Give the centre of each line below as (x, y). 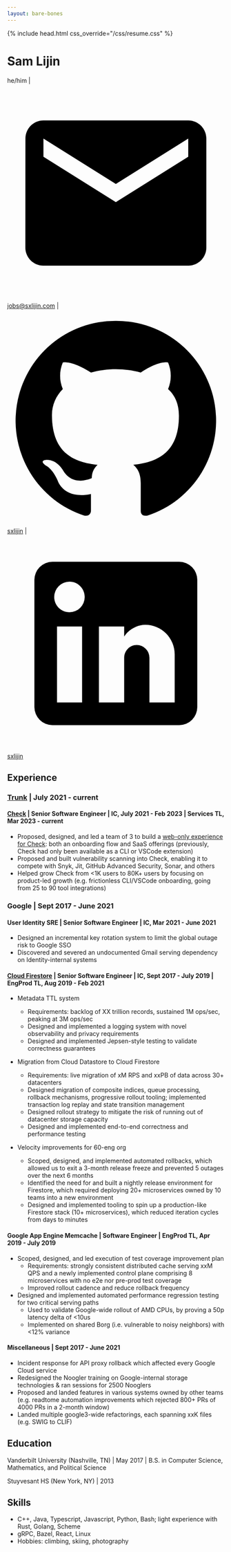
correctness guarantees (61, 1048)
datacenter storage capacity (68, 1119)
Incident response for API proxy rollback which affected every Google (116, 1362)
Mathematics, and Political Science (57, 1468)
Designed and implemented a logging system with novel (107, 1026)
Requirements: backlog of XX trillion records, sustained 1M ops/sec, (124, 1012)
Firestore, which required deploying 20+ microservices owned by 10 (124, 1190)
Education (30, 1444)
